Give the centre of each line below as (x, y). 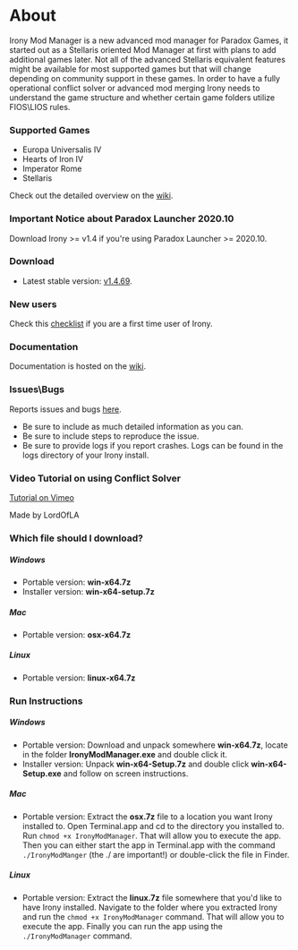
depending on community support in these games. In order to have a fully (145, 78)
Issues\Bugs (37, 389)
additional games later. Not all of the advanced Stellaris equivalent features (148, 59)
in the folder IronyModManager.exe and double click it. (125, 754)
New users (33, 304)
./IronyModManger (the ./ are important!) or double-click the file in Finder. (156, 854)
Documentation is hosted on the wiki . (77, 366)
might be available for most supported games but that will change (131, 69)
